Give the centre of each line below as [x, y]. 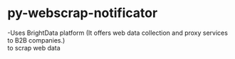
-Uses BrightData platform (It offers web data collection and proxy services [117, 33]
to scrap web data [34, 48]
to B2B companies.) [36, 40]
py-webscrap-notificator [83, 13]
